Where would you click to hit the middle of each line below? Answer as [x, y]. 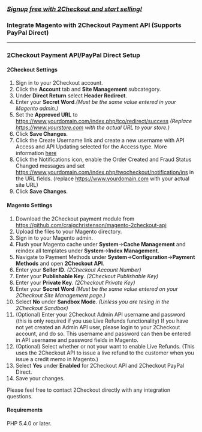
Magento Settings [30, 205]
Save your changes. [40, 378]
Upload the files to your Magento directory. [69, 231]
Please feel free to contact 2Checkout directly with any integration [89, 390]
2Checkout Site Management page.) [61, 295]
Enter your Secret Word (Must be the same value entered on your [97, 289]
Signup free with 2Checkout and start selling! [75, 9]
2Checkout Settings [32, 69]
